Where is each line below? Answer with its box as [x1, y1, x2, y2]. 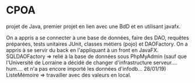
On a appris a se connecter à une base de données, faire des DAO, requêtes [6, 34, 189, 41]
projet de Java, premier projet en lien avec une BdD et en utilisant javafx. [6, 23, 181, 30]
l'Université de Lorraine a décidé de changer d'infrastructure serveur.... [6, 59, 177, 66]
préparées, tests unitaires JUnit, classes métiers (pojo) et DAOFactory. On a [6, 40, 188, 47]
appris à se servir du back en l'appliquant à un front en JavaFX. [6, 46, 159, 53]
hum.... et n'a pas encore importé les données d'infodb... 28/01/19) [6, 65, 166, 72]
